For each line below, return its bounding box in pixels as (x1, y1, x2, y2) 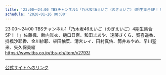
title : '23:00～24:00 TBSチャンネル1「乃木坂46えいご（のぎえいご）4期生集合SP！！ (5, 7, 163, 12)
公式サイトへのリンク (5, 64, 48, 70)
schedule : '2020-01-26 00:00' (5, 12, 68, 17)
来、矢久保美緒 (5, 44, 36, 50)
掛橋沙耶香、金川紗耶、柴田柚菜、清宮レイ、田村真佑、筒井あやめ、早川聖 (5, 38, 157, 44)
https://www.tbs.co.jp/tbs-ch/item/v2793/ (5, 50, 90, 55)
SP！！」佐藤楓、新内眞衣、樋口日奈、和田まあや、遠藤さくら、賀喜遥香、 (5, 32, 158, 38)
